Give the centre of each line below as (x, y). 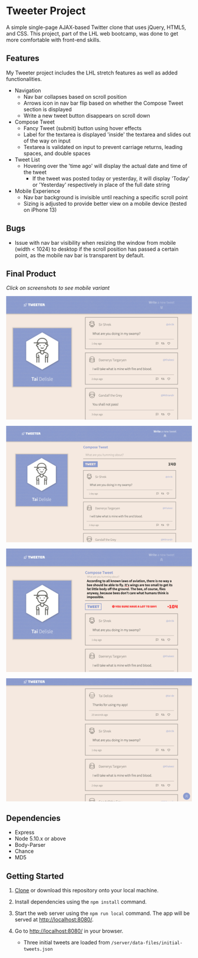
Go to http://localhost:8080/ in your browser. (69, 931)
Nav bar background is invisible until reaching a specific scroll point (105, 197)
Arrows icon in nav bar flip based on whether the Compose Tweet (103, 103)
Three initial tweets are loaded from (67, 943)
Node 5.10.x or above (40, 839)
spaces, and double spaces (57, 153)
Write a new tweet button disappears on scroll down (87, 115)
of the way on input (47, 141)
